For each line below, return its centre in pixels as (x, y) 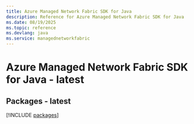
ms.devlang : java (27, 33)
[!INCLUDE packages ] (32, 115)
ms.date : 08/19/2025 (31, 22)
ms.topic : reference (31, 28)
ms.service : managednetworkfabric (48, 38)
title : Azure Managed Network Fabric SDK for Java (69, 11)
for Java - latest (45, 80)
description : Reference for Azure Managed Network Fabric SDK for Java (95, 17)
